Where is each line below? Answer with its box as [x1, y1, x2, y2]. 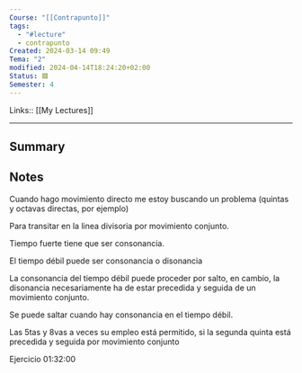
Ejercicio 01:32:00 [9, 353, 76, 364]
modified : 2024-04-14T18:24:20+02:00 [9, 64, 151, 73]
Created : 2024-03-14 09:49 [9, 47, 111, 56]
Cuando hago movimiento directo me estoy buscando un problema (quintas [9, 193, 289, 204]
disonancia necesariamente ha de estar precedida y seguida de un [9, 282, 256, 293]
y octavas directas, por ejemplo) [9, 203, 129, 214]
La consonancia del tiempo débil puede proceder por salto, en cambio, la [9, 272, 280, 283]
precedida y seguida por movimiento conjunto [9, 336, 180, 347]
